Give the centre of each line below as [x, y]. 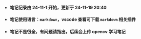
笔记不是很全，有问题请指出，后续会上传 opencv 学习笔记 [68, 31]
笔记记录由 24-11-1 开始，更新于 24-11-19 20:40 [58, 7]
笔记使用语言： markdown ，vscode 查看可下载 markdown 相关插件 [73, 19]
